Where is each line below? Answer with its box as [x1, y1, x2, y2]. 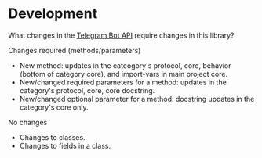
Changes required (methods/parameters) [8, 45, 141, 55]
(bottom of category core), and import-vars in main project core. [19, 69, 228, 78]
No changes [8, 117, 48, 127]
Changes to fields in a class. [19, 141, 111, 150]
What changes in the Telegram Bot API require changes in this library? [8, 31, 235, 40]
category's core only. [19, 102, 89, 112]
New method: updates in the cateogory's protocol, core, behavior [19, 60, 231, 70]
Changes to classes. [19, 132, 86, 142]
